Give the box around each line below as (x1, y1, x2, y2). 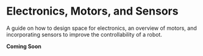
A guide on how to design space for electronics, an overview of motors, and (6, 24, 197, 32)
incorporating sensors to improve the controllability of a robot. (6, 30, 163, 38)
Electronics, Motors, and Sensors (6, 4, 179, 18)
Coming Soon (6, 43, 41, 50)
